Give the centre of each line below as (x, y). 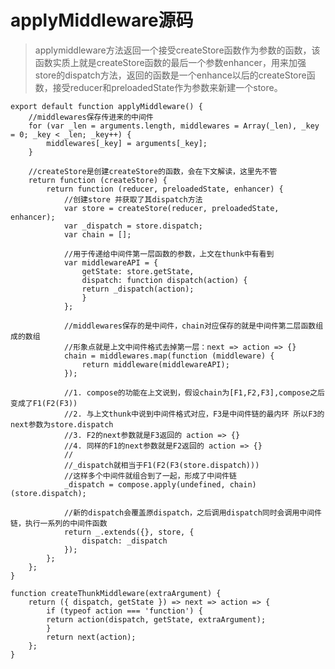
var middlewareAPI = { (111, 262)
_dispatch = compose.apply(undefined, (144, 484)
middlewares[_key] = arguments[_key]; (127, 143)
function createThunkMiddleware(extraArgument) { (116, 593)
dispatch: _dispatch (124, 541)
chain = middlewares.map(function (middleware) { (169, 356)
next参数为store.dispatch (62, 424)
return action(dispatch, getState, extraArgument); (156, 619)
